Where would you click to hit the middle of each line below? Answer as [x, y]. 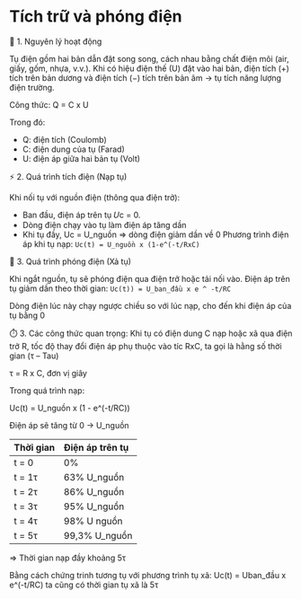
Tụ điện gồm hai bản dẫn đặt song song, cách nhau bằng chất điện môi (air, [149, 58]
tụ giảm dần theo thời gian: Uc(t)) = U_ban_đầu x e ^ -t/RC [120, 288]
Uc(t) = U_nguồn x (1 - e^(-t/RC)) [70, 408]
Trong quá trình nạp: [47, 390]
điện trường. [32, 87]
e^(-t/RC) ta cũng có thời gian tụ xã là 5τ [84, 585]
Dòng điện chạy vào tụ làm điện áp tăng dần [104, 225]
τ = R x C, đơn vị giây [49, 373]
